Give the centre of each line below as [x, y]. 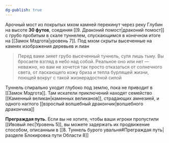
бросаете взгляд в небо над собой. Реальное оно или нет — [83, 61]
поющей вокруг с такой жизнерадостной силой [70, 77]
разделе [15, 135]
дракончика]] [20, 109]
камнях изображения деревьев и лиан [47, 46]
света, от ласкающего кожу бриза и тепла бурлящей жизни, [83, 72]
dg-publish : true [24, 10]
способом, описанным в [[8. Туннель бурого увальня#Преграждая [78, 130]
